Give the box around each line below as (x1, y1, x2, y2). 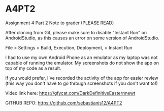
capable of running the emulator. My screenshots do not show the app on (5, 60, 159, 66)
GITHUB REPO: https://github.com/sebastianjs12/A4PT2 (5, 99, 122, 106)
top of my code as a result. (5, 65, 61, 71)
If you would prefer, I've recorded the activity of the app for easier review (5, 75, 158, 81)
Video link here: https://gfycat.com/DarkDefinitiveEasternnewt (5, 90, 136, 96)
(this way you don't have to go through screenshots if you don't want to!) (5, 80, 158, 86)
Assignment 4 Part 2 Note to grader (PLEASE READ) (5, 20, 114, 26)
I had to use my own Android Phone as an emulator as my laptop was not (5, 54, 158, 61)
